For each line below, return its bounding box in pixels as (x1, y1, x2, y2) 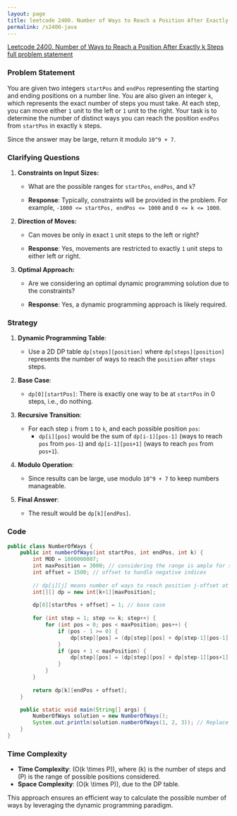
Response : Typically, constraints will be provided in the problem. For (28, 195, 228, 204)
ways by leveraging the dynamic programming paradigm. (7, 801, 174, 810)
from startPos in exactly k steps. (7, 121, 102, 130)
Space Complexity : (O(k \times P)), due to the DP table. (17, 780, 180, 789)
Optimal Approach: (17, 265, 75, 273)
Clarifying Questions (7, 152, 80, 162)
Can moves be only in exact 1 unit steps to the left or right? (28, 230, 200, 239)
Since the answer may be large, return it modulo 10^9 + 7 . (7, 135, 176, 143)
